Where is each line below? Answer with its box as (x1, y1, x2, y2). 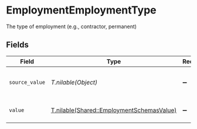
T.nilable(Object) (50, 78, 98, 86)
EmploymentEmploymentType (6, 4, 157, 17)
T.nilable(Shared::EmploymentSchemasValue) (50, 106, 177, 114)
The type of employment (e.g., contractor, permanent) (6, 23, 137, 30)
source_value (9, 79, 46, 86)
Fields (6, 40, 29, 50)
